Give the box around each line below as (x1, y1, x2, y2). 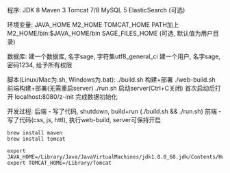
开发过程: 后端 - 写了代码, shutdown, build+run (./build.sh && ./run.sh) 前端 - (7, 107, 222, 115)
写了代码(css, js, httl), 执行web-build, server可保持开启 (7, 116, 162, 124)
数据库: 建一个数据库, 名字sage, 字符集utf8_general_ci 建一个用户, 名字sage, (7, 52, 221, 60)
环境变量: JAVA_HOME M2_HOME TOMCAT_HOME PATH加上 (7, 21, 179, 29)
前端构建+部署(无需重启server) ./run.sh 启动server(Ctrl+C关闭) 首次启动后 (7, 84, 216, 92)
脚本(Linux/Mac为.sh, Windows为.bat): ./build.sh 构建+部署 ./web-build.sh (7, 76, 216, 84)
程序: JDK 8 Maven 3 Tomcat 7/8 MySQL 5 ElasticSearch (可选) (7, 6, 186, 14)
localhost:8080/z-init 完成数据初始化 (14, 93, 118, 101)
